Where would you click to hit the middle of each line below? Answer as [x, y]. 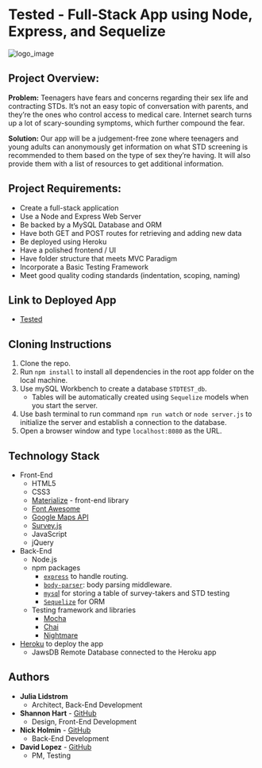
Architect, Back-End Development [87, 704]
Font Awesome [56, 509]
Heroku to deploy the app [62, 644]
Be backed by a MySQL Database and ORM [91, 225]
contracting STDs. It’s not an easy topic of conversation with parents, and [128, 106]
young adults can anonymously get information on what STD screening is [128, 147]
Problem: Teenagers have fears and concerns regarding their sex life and [128, 98]
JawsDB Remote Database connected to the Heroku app [124, 652]
